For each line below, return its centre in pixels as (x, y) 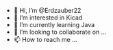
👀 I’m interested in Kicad (48, 18)
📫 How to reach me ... (45, 40)
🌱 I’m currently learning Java (54, 25)
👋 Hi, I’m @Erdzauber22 (47, 10)
